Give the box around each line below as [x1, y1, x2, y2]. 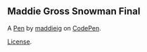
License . [7, 37, 32, 46]
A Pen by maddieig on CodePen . [7, 24, 102, 32]
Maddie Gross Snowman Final [7, 6, 141, 17]
